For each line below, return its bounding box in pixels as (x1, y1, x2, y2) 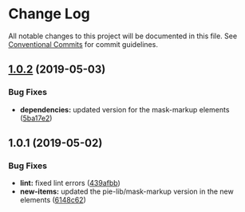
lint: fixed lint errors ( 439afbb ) (19, 179, 121, 188)
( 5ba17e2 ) (19, 113, 53, 123)
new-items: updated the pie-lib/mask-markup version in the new (19, 186, 234, 196)
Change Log (8, 5, 90, 23)
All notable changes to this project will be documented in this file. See (8, 31, 238, 41)
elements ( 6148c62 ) (19, 195, 86, 205)
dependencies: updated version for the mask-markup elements (19, 104, 230, 114)
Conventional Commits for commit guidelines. (8, 39, 158, 49)
